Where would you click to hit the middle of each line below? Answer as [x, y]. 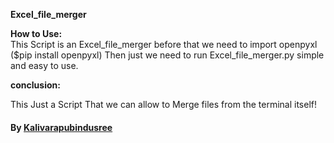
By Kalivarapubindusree [61, 127]
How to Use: [36, 33]
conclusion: [35, 85]
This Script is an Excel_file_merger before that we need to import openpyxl [164, 44]
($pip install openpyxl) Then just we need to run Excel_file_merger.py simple [167, 55]
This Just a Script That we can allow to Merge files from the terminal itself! [163, 104]
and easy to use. [44, 65]
